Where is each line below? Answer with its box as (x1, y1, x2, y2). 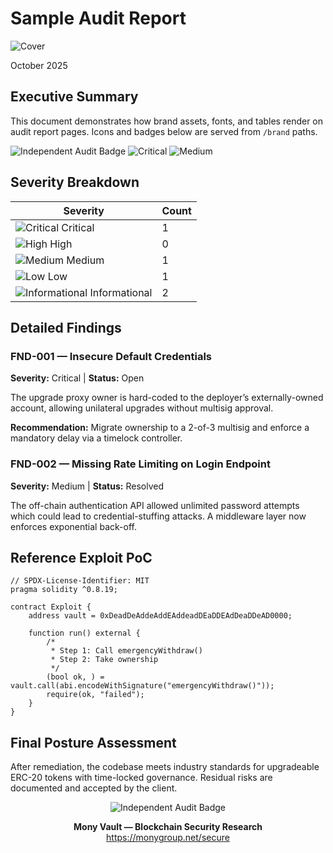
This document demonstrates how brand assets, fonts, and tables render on (10, 115, 324, 127)
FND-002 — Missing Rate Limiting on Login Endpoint (10, 457, 271, 471)
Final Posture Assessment (10, 734, 177, 751)
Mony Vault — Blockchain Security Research (73, 821, 263, 833)
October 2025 (10, 59, 68, 71)
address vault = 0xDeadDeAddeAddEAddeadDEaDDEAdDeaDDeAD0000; (28, 611, 293, 621)
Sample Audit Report (10, 7, 187, 30)
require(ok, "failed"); (46, 690, 145, 700)
